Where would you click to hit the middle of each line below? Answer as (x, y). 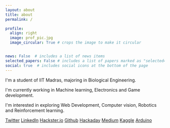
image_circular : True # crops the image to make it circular (76, 43)
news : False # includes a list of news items (55, 56)
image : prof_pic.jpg (31, 38)
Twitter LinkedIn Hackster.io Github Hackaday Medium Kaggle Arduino (79, 120)
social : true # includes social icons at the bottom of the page (77, 66)
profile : (14, 28)
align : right (24, 33)
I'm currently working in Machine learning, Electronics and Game (73, 90)
